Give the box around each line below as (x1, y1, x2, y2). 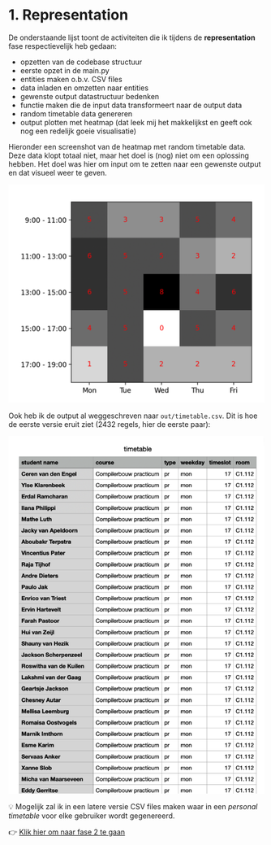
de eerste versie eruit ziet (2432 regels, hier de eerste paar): (8, 419, 211, 429)
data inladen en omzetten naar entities (19, 83, 148, 93)
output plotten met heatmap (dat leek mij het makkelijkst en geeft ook (19, 117, 253, 127)
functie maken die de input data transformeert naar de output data (19, 100, 243, 110)
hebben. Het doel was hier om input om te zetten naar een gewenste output (8, 159, 261, 168)
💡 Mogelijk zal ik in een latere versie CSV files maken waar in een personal (8, 801, 258, 811)
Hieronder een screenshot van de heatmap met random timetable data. (8, 142, 246, 151)
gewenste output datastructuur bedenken (19, 91, 160, 101)
